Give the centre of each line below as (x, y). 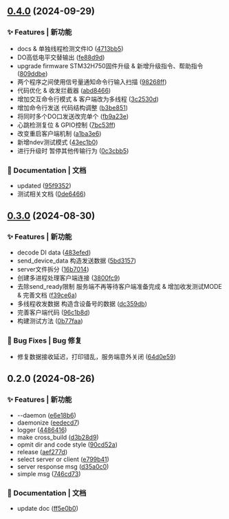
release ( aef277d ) (42, 451)
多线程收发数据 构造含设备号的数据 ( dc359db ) (82, 303)
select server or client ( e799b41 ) (63, 459)
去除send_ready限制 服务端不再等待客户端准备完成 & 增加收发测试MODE (119, 286)
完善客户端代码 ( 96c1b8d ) (54, 312)
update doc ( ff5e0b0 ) (48, 508)
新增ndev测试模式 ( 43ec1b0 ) (57, 142)
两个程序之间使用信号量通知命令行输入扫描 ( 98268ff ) (92, 81)
